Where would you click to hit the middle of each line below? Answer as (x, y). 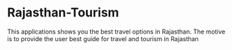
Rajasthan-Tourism (63, 13)
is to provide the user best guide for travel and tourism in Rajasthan (103, 38)
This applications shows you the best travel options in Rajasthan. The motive (116, 32)
